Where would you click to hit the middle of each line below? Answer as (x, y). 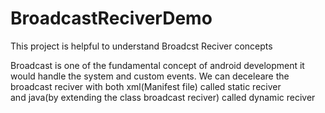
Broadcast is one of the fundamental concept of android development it (157, 65)
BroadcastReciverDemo (111, 18)
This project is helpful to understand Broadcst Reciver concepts (141, 46)
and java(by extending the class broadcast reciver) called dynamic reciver (163, 97)
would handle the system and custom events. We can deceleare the (150, 76)
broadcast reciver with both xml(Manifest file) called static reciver (146, 86)
